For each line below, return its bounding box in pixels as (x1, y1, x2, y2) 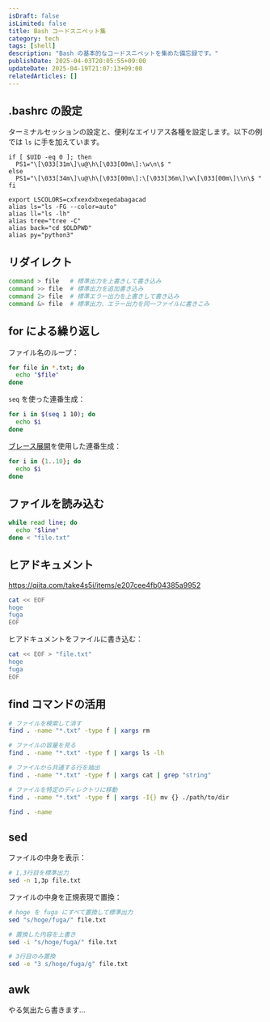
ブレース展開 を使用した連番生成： (8, 441, 122, 450)
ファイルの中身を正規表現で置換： (8, 892, 122, 901)
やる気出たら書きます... (8, 1005, 86, 1015)
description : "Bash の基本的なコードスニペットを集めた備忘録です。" (8, 49, 219, 57)
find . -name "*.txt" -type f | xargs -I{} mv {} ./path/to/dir (8, 793, 230, 802)
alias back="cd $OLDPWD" (8, 224, 92, 232)
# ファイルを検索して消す (8, 719, 82, 727)
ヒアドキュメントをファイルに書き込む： (8, 634, 143, 644)
